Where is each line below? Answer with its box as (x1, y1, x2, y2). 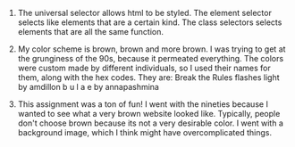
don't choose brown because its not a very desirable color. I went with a (17, 118, 284, 128)
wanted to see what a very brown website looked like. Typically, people (17, 109, 281, 118)
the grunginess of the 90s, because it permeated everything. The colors (17, 53, 284, 63)
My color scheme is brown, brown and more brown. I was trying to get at (17, 44, 286, 54)
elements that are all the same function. (17, 27, 164, 37)
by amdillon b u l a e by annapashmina (17, 82, 159, 92)
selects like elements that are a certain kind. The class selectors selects (17, 17, 282, 28)
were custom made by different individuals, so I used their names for (17, 62, 271, 73)
